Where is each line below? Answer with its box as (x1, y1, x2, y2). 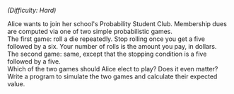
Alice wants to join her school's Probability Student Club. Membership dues (7, 20, 228, 28)
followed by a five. (7, 57, 62, 66)
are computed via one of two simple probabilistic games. (7, 28, 173, 35)
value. (7, 80, 25, 88)
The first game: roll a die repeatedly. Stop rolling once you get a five (7, 35, 205, 43)
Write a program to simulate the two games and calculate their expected (7, 72, 218, 81)
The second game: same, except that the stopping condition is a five (7, 49, 207, 58)
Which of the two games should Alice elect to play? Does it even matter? (7, 65, 218, 73)
